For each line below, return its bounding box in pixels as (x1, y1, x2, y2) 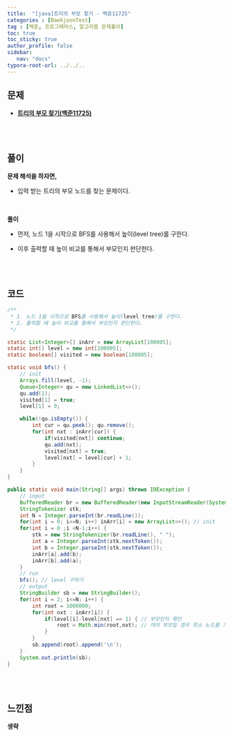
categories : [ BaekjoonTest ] (7, 17, 92, 24)
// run (19, 570, 39, 577)
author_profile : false (7, 42, 73, 49)
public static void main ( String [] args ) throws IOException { (7, 486, 191, 494)
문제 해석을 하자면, (7, 172, 58, 181)
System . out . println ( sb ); (19, 654, 92, 661)
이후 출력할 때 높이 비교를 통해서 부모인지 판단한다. (17, 245, 155, 253)
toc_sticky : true (7, 36, 58, 43)
